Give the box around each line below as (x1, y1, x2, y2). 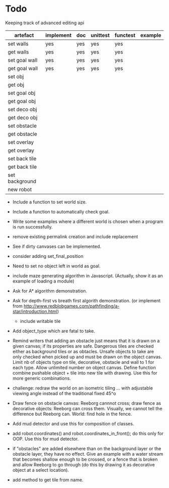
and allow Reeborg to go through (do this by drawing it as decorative (12, 461, 155, 467)
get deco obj (8, 114, 38, 121)
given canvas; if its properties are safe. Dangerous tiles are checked (12, 343, 154, 349)
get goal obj (8, 97, 36, 104)
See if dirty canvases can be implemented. (12, 243, 102, 249)
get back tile (8, 163, 37, 170)
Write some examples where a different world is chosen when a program (12, 218, 163, 225)
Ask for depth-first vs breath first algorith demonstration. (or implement (12, 297, 161, 303)
